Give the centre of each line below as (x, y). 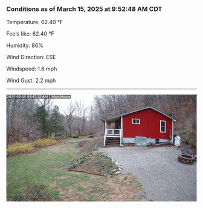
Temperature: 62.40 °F (35, 22)
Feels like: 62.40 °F (30, 34)
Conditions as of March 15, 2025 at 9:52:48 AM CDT (84, 9)
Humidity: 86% (25, 46)
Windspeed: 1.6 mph (32, 69)
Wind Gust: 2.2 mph (31, 81)
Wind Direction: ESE (31, 57)
